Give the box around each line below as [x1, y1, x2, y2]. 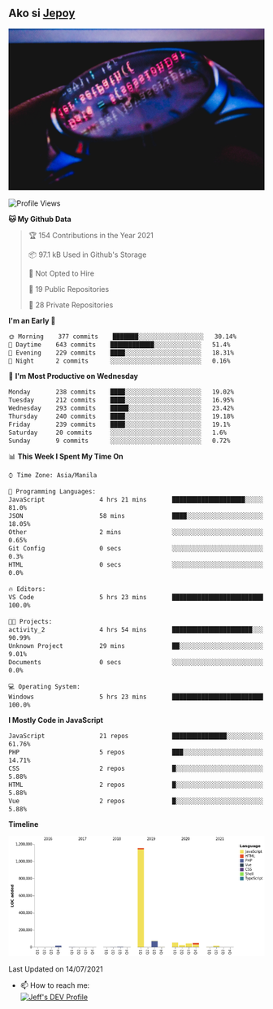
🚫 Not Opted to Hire [28, 268, 95, 278]
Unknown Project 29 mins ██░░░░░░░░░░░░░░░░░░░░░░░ [8, 641, 264, 650]
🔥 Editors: [8, 585, 46, 593]
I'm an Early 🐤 [8, 315, 56, 325]
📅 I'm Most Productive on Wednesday [8, 371, 138, 381]
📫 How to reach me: [19, 981, 90, 990]
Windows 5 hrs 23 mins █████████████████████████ [8, 693, 264, 701]
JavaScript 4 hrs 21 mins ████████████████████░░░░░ [8, 495, 264, 503]
